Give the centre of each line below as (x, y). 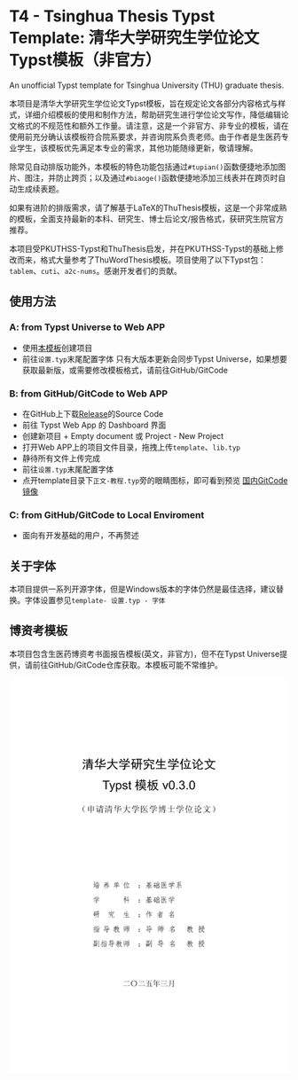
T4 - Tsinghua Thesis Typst (112, 16)
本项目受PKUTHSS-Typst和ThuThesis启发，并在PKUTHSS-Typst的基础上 (143, 248)
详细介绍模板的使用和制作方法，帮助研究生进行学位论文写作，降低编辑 (153, 114)
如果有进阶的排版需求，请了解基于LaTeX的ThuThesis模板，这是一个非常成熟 (148, 207)
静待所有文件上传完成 (61, 458)
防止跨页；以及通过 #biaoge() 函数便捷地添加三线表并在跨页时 (167, 177)
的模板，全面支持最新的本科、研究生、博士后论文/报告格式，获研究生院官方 (147, 218)
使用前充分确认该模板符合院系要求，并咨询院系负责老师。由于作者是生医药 (145, 137)
